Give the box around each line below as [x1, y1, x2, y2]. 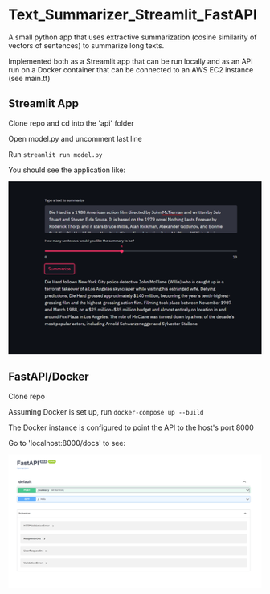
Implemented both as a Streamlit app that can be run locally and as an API [8, 56, 253, 66]
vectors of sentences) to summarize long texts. [8, 40, 165, 50]
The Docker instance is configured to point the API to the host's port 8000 [8, 423, 255, 432]
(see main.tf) [8, 73, 51, 83]
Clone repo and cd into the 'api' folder [8, 118, 134, 128]
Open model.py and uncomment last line [8, 134, 143, 143]
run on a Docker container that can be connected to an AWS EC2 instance [8, 64, 254, 74]
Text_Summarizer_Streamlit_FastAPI [8, 6, 257, 24]
